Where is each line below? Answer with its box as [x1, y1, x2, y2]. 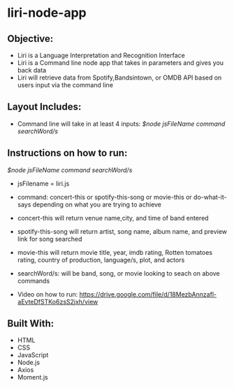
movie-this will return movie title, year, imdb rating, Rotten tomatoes [17, 248, 213, 256]
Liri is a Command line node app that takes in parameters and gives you [17, 59, 224, 67]
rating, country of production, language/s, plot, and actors [17, 255, 185, 264]
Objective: [7, 33, 54, 45]
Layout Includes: [7, 101, 82, 113]
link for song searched [17, 234, 82, 243]
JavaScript [17, 351, 49, 359]
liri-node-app [7, 5, 87, 21]
